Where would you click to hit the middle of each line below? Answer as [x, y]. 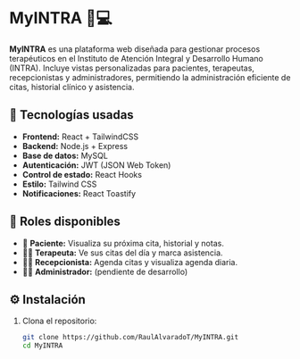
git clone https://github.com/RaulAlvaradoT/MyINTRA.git [130, 338]
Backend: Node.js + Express [75, 146]
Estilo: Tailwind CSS [59, 184]
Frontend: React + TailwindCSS [80, 137]
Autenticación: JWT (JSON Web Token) [96, 165]
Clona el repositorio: [59, 321]
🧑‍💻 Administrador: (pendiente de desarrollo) [105, 271]
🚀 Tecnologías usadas [71, 115]
